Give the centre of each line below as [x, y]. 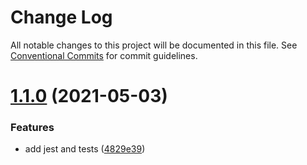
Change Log [61, 17]
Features [32, 128]
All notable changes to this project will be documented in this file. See [154, 45]
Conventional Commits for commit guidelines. [104, 55]
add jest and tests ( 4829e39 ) [85, 149]
